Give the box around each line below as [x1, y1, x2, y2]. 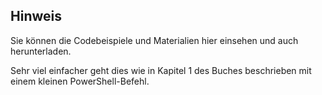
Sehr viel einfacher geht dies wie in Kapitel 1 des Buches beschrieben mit [10, 64, 312, 76]
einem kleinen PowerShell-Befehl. [10, 75, 150, 87]
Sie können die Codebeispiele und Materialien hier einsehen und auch [10, 34, 299, 46]
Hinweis [10, 8, 62, 25]
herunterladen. [10, 45, 72, 57]
